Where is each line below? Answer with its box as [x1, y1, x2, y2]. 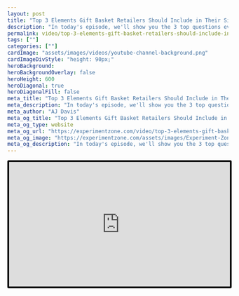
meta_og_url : [7, 128, 46, 135]
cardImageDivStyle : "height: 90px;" [7, 56, 114, 63]
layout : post [7, 10, 46, 18]
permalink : [7, 29, 39, 37]
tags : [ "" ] [7, 36, 39, 43]
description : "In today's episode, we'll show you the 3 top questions [7, 23, 221, 30]
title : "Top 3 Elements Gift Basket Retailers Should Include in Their [7, 17, 221, 24]
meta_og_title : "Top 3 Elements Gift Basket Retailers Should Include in [7, 114, 228, 121]
